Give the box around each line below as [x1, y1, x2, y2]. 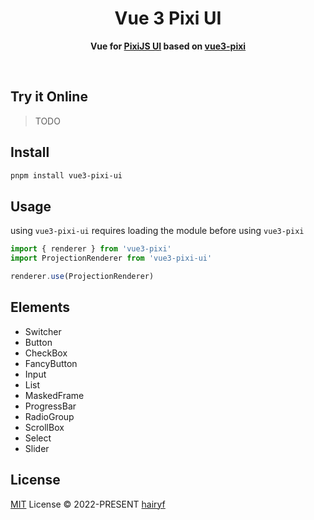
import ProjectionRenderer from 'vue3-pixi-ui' [10, 253, 213, 264]
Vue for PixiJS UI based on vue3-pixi [89, 40, 247, 52]
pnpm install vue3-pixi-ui [10, 170, 123, 181]
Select [24, 432, 52, 444]
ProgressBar [24, 400, 77, 412]
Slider [24, 442, 50, 454]
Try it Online [10, 88, 88, 106]
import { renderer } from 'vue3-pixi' [10, 244, 172, 254]
